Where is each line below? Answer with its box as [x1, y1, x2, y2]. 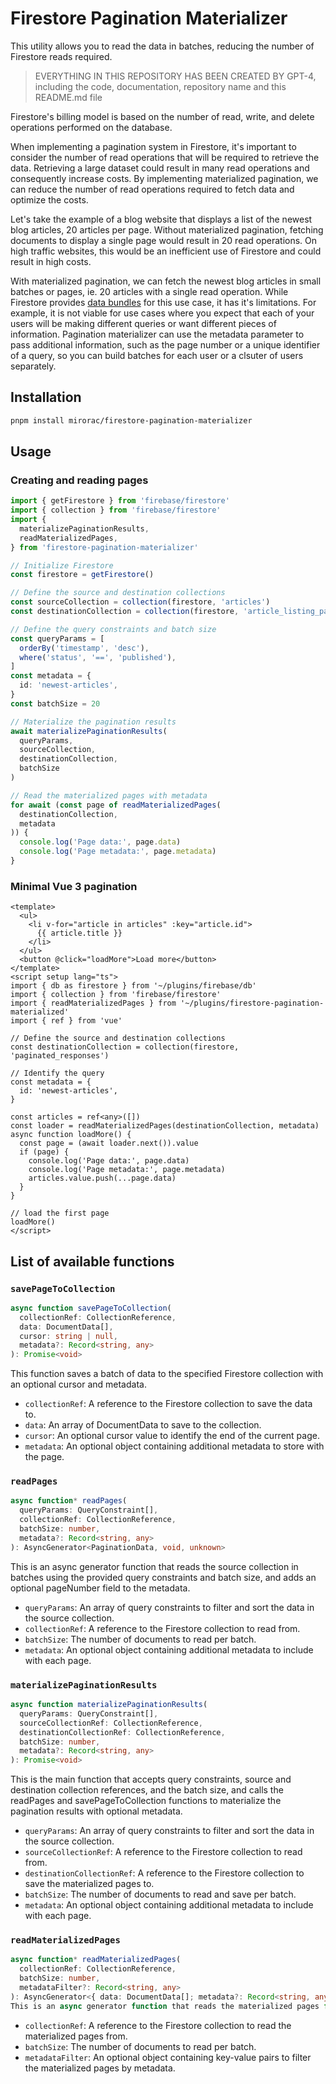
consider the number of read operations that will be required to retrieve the [10, 151, 320, 163]
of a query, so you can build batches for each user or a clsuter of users [10, 349, 304, 361]
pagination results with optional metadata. [10, 1805, 183, 1817]
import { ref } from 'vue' [10, 1016, 123, 1026]
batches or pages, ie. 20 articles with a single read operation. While [10, 285, 289, 297]
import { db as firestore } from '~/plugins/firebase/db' [10, 981, 257, 991]
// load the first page [10, 1208, 110, 1219]
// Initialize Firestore [10, 560, 114, 571]
